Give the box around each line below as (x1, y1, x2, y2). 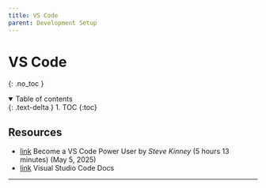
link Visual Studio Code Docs (19, 164, 115, 173)
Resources (8, 126, 63, 139)
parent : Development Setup (8, 19, 97, 27)
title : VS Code (8, 11, 59, 20)
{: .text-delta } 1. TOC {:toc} (8, 103, 97, 112)
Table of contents (15, 94, 73, 103)
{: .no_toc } (8, 79, 44, 88)
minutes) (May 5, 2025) (19, 155, 97, 164)
